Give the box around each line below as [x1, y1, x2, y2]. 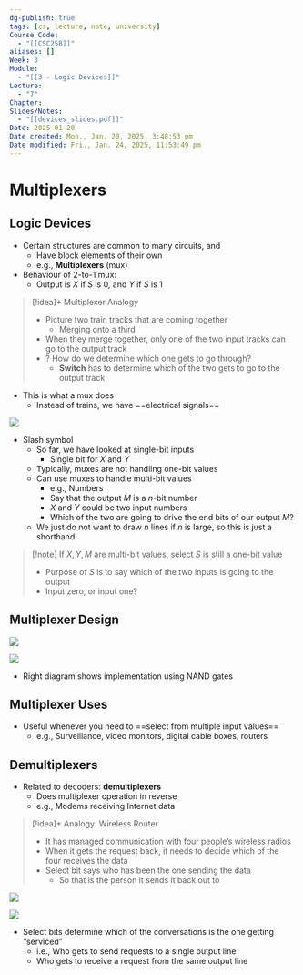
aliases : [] [9, 47, 55, 56]
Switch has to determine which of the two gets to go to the [58, 362, 280, 374]
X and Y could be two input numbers [49, 502, 187, 513]
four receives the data [45, 856, 128, 867]
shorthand [35, 530, 76, 542]
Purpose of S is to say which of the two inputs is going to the [45, 566, 274, 577]
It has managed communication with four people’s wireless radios [45, 836, 291, 847]
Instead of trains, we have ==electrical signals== [35, 399, 220, 410]
